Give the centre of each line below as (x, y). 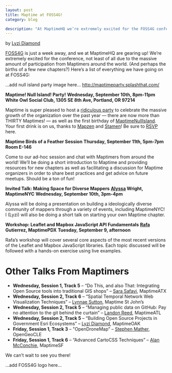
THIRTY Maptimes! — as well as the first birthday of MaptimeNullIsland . (81, 121)
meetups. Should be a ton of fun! (40, 179)
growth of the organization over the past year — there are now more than (82, 115)
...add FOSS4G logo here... (34, 365)
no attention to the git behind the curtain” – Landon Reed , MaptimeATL (87, 313)
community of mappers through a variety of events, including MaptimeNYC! (85, 209)
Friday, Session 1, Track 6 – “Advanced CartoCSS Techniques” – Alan (86, 340)
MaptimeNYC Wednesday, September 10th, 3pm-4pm (64, 194)
